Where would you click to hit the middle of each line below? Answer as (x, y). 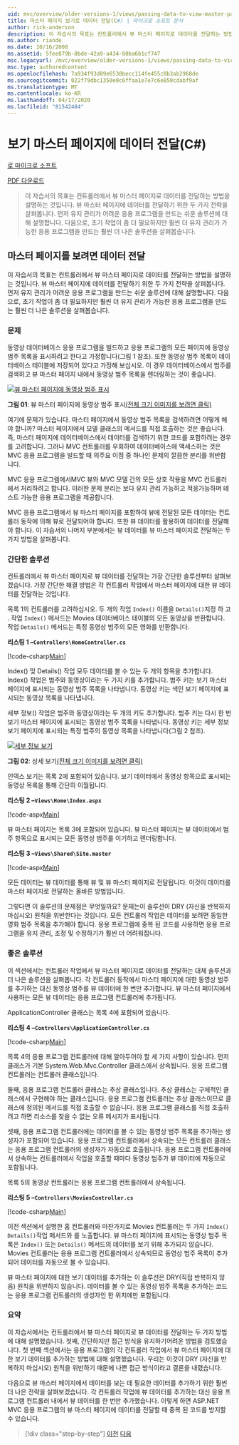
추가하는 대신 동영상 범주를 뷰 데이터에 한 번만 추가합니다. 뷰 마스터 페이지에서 (123, 988)
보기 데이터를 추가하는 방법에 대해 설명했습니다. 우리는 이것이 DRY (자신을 (117, 1359)
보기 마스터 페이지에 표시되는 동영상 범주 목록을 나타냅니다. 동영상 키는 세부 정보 (118, 722)
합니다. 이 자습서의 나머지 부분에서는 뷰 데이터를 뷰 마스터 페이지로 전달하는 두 (123, 530)
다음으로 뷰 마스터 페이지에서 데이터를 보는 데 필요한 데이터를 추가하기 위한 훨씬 (117, 1383)
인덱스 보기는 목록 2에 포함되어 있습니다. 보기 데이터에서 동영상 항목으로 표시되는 (119, 776)
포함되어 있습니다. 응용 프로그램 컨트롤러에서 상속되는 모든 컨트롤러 (119, 1140)
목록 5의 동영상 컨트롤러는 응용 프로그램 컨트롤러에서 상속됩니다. (97, 1182)
